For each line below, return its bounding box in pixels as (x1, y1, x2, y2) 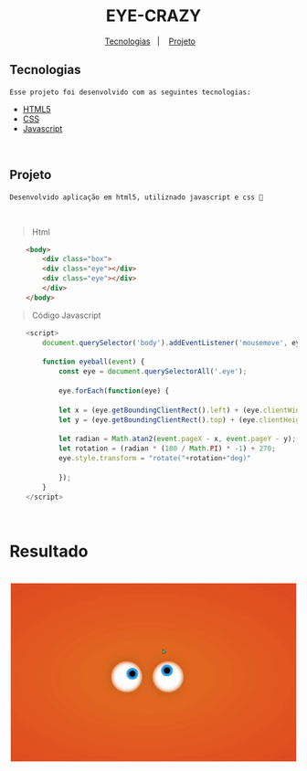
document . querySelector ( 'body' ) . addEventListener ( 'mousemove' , (42, 338, 288, 347)
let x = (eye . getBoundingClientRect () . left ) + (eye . (58, 406, 263, 415)
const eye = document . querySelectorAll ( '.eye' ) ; (58, 367, 248, 376)
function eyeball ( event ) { (42, 357, 145, 366)
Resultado (9, 541, 89, 562)
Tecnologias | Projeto (104, 36, 196, 47)
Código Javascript (31, 310, 101, 321)
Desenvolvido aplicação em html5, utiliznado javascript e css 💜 (9, 193, 263, 202)
